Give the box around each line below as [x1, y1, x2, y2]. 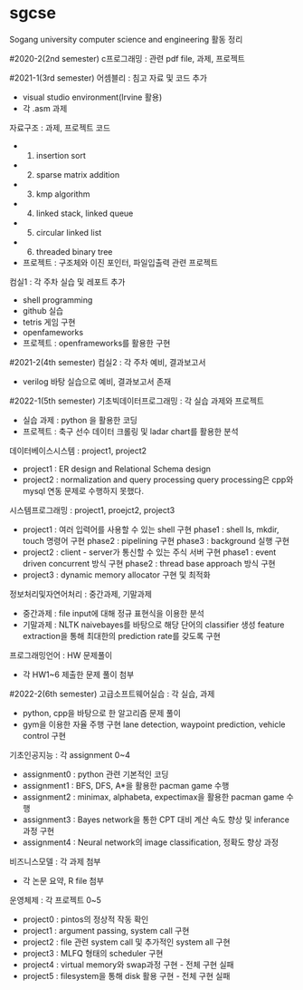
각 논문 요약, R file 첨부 [22, 875, 104, 886]
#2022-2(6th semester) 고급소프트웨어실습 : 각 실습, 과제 [9, 688, 215, 699]
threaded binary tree [35, 246, 113, 257]
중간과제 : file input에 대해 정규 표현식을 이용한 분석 [22, 607, 205, 618]
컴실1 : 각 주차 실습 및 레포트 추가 [9, 276, 126, 287]
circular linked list [35, 227, 102, 238]
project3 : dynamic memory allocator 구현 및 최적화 [22, 569, 211, 580]
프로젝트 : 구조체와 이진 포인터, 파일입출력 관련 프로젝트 [22, 257, 219, 267]
